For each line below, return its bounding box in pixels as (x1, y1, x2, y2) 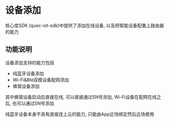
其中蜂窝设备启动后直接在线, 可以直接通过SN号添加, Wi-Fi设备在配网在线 (5, 94, 157, 100)
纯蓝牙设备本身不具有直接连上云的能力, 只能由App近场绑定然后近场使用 (5, 111, 154, 117)
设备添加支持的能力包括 (5, 59, 54, 66)
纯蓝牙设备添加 (12, 70, 44, 76)
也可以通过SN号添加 (12, 100, 54, 106)
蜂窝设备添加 (12, 83, 40, 89)
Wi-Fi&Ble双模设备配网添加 (12, 77, 70, 83)
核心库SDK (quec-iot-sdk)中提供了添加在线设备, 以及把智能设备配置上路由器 (5, 22, 164, 28)
